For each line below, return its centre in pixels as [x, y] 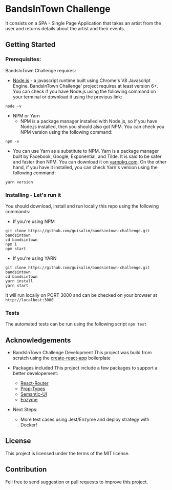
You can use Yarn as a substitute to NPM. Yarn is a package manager [86, 151]
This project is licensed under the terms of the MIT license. [67, 453]
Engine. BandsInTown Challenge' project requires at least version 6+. [85, 86]
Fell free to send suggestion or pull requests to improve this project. [77, 482]
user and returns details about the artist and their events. [65, 28]
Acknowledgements [38, 340]
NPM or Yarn [26, 115]
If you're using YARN [35, 258]
